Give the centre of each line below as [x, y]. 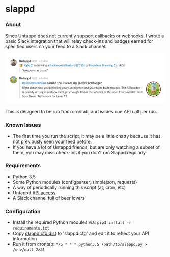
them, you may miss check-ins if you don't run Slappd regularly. [80, 152]
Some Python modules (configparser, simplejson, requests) [75, 182]
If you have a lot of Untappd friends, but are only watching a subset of [86, 147]
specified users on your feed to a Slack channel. [56, 47]
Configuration [23, 211]
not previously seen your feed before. [52, 141]
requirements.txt [31, 229]
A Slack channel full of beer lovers [49, 198]
